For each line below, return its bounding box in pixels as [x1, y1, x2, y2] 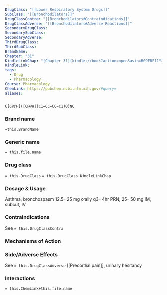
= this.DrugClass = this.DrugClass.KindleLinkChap [5, 174, 111, 179]
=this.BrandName [5, 127, 39, 132]
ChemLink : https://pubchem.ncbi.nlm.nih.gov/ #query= [5, 86, 117, 91]
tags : [5, 68, 16, 73]
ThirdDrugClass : [5, 40, 39, 45]
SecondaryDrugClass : [5, 26, 48, 31]
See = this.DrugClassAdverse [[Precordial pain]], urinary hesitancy [5, 262, 142, 269]
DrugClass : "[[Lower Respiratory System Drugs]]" [5, 7, 110, 12]
